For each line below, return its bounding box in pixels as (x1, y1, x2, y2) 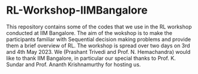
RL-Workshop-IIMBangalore (6, 4, 148, 17)
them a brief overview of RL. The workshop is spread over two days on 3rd (6, 42, 190, 49)
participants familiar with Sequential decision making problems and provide (6, 36, 191, 43)
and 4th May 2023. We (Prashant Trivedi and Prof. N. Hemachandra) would (6, 48, 191, 55)
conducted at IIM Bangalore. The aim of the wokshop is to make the (6, 29, 173, 36)
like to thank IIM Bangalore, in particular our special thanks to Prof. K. (6, 54, 176, 62)
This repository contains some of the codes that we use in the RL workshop (6, 23, 192, 30)
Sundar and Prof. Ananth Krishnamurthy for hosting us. (6, 60, 141, 68)
